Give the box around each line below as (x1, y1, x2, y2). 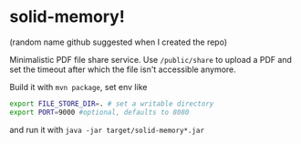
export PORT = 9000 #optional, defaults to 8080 (9, 108, 190, 117)
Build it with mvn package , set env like (9, 81, 148, 92)
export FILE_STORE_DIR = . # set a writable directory (9, 98, 214, 108)
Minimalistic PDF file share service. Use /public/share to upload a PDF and (9, 54, 292, 65)
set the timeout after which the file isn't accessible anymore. (9, 64, 237, 75)
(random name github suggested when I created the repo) (9, 36, 228, 47)
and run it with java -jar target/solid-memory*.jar (9, 124, 205, 135)
